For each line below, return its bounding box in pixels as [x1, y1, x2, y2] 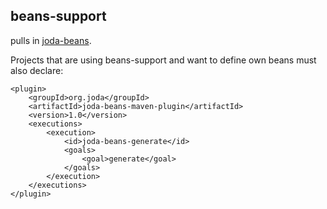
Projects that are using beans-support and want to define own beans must [10, 54, 317, 66]
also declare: [10, 64, 64, 76]
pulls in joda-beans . [10, 34, 92, 46]
